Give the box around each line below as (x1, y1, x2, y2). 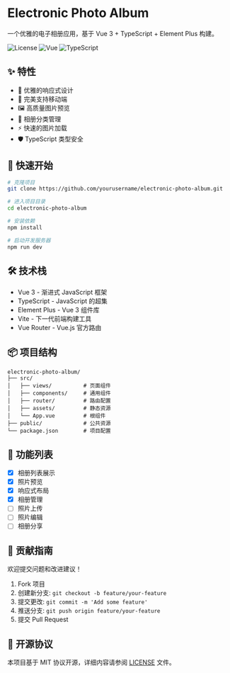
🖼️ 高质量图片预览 (17, 103, 70, 112)
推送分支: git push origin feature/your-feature (17, 606, 161, 615)
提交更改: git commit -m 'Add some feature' (17, 597, 148, 606)
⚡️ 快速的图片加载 (17, 123, 67, 132)
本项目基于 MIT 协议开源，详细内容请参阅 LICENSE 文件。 (7, 658, 176, 667)
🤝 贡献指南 (7, 544, 53, 557)
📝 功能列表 (7, 448, 53, 460)
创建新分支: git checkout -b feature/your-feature (17, 589, 167, 597)
